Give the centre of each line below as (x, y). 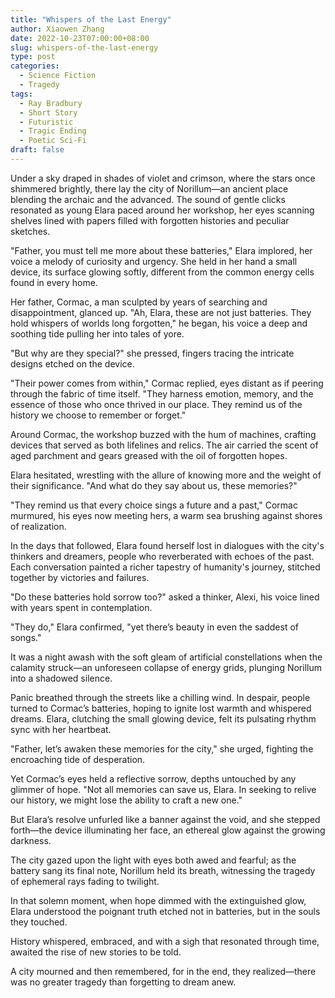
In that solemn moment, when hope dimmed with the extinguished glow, (158, 900)
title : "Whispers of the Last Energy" (91, 19)
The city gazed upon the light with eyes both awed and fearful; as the (153, 860)
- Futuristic (46, 122)
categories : (35, 66)
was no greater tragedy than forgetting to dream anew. (123, 982)
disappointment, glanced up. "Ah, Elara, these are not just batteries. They (161, 312)
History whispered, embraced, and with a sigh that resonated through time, (165, 941)
